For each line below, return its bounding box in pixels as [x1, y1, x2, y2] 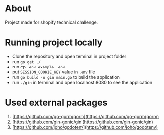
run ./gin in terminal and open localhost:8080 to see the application [12, 79, 153, 85]
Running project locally [5, 37, 103, 48]
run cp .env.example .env [12, 64, 65, 69]
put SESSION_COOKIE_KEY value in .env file [12, 69, 95, 75]
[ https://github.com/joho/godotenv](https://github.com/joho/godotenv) [12, 124, 158, 130]
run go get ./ [12, 58, 41, 65]
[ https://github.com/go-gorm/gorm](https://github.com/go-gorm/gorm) [12, 113, 159, 119]
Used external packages [5, 97, 108, 108]
